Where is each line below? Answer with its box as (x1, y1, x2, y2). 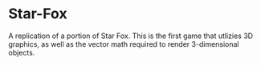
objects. (8, 48, 35, 57)
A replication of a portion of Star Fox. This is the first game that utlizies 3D (8, 31, 254, 40)
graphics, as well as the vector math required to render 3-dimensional (8, 39, 239, 48)
